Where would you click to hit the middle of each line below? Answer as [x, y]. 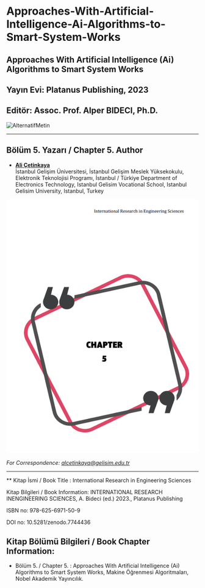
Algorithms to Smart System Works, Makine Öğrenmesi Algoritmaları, [102, 572]
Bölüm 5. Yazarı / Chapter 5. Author [75, 150]
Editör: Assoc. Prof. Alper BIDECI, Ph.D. [82, 111]
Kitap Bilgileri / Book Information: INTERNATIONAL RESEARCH [85, 492]
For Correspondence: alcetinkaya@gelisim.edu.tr [68, 463]
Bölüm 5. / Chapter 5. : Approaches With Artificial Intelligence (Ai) [97, 565]
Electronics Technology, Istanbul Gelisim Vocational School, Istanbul [101, 184]
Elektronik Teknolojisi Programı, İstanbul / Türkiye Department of [96, 177]
